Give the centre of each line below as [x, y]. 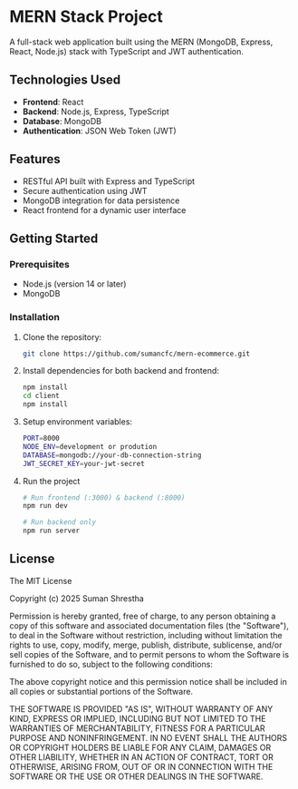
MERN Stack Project [86, 17]
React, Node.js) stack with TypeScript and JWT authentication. [127, 51]
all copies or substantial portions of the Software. [101, 691]
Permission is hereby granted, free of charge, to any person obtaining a [143, 616]
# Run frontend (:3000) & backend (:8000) [104, 497]
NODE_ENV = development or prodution [90, 446]
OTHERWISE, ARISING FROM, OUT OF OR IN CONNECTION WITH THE [141, 766]
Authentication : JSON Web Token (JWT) [99, 131]
